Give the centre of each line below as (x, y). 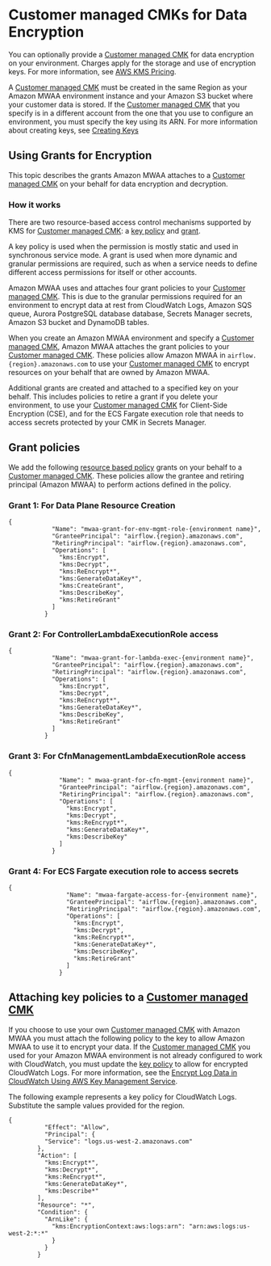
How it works (35, 205)
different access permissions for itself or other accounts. (103, 272)
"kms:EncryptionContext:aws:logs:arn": (118, 1226)
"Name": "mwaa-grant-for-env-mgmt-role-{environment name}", (156, 530)
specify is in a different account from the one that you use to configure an (131, 113)
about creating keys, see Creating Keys (73, 130)
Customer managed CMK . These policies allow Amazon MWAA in (117, 355)
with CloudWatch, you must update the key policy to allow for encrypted (128, 1064)
